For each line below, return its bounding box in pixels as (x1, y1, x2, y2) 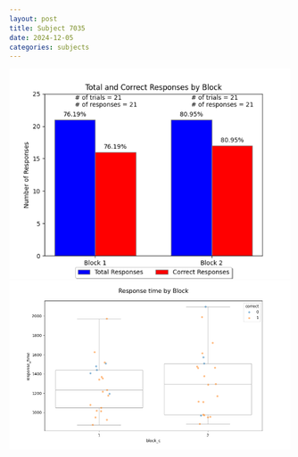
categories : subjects (9, 43, 90, 52)
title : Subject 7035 (9, 23, 87, 33)
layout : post (9, 14, 58, 23)
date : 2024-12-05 (9, 33, 74, 42)
